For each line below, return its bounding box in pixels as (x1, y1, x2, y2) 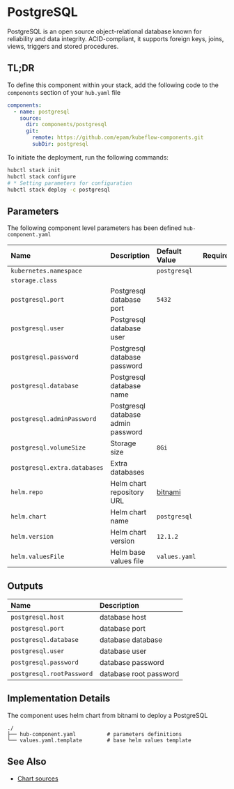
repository (110, 487, 144, 497)
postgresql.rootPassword (10, 670, 93, 677)
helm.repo (10, 489, 43, 496)
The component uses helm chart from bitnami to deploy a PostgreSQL (7, 711, 208, 719)
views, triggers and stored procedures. (7, 42, 119, 50)
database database (100, 635, 163, 645)
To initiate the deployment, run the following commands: (7, 153, 169, 161)
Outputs (7, 580, 44, 592)
